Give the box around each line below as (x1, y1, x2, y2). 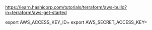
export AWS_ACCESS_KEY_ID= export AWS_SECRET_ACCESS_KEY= (5, 19, 147, 25)
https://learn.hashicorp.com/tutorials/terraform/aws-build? (5, 4, 127, 10)
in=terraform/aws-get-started (5, 9, 67, 15)
